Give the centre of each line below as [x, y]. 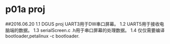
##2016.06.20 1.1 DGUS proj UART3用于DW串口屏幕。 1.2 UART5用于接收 [82, 24]
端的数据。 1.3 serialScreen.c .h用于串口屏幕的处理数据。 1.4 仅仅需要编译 [87, 30]
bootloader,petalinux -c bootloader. [43, 36]
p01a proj [25, 9]
